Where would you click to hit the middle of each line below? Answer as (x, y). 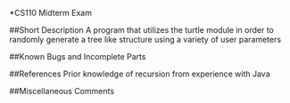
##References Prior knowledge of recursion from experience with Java (140, 74)
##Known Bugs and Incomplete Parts (78, 56)
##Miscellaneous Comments (62, 91)
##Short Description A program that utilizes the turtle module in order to (141, 30)
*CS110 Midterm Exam (50, 13)
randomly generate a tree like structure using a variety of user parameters (145, 40)
